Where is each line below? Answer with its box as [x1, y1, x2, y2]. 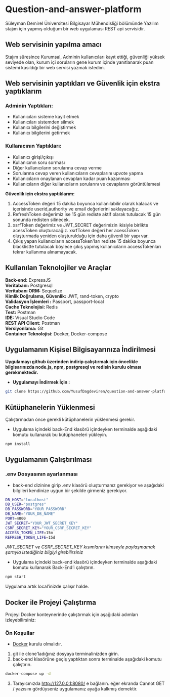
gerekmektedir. [5, 369, 38, 375]
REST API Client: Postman [5, 320, 60, 326]
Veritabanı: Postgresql [5, 282, 53, 288]
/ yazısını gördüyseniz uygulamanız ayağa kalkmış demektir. [12, 686, 138, 692]
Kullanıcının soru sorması [12, 159, 65, 165]
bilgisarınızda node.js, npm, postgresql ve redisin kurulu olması [5, 364, 142, 370]
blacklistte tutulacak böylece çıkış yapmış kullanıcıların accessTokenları [12, 243, 161, 249]
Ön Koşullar [5, 630, 35, 637]
